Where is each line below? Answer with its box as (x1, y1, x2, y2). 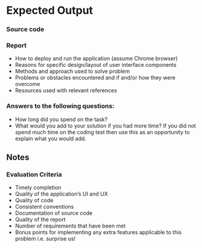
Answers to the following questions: (6, 102, 115, 110)
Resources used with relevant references (14, 87, 118, 94)
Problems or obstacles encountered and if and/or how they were (14, 74, 176, 81)
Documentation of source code (14, 209, 93, 217)
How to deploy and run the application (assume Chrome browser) (14, 55, 178, 62)
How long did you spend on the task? (14, 116, 108, 123)
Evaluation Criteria (6, 170, 62, 179)
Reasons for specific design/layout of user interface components (14, 61, 177, 69)
